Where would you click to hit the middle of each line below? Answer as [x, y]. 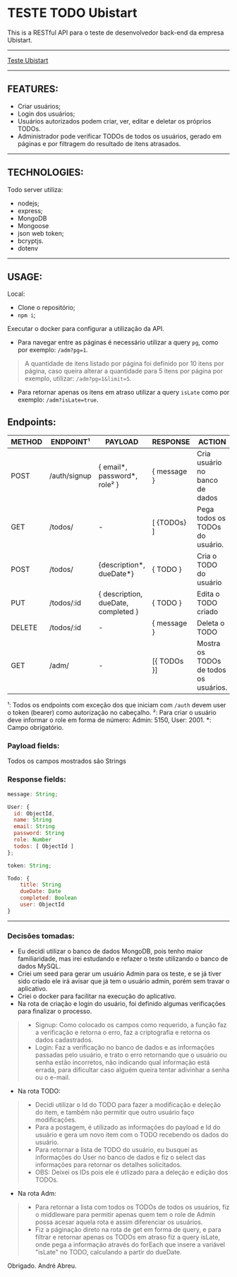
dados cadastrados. [64, 1040]
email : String [34, 827]
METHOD [27, 442]
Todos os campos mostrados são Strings [67, 761]
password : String [39, 833]
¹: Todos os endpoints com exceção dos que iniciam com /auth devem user [117, 705]
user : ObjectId [42, 905]
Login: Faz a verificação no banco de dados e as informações [125, 1048]
